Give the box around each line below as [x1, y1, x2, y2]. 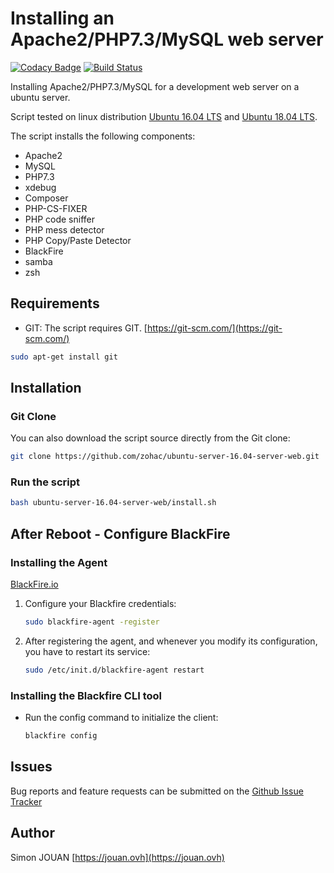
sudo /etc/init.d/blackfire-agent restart [24, 665, 205, 675]
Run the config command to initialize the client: [24, 712, 219, 724]
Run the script [10, 475, 81, 489]
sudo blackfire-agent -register [24, 617, 160, 627]
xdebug [24, 181, 57, 193]
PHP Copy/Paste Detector [24, 234, 132, 246]
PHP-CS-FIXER [24, 202, 88, 214]
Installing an [10, 7, 115, 30]
